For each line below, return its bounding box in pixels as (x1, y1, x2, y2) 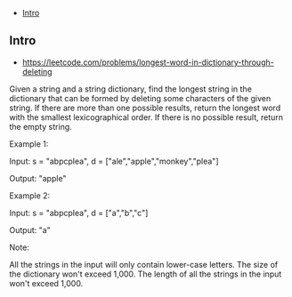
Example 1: (9, 138, 49, 149)
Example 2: (9, 190, 51, 201)
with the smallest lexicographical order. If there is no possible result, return (9, 111, 283, 123)
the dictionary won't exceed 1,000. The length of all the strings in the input (9, 269, 282, 279)
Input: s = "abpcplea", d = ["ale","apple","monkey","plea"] (9, 156, 219, 166)
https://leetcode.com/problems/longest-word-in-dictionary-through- (21, 57, 274, 68)
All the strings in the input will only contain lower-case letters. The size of (9, 259, 279, 269)
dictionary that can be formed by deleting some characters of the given (9, 92, 272, 103)
